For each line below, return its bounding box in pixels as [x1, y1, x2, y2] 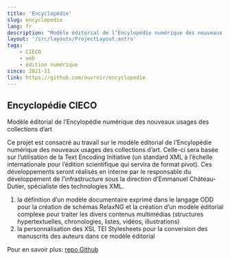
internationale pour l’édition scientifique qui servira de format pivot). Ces [7, 160, 212, 169]
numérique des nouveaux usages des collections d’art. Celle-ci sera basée [7, 146, 218, 154]
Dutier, [7, 182, 26, 191]
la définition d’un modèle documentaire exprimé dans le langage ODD [16, 195, 214, 204]
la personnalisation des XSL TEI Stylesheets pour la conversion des [16, 225, 208, 233]
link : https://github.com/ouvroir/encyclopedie [7, 74, 146, 81]
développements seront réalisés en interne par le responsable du [7, 168, 192, 176]
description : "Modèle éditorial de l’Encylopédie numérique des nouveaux [7, 29, 223, 36]
